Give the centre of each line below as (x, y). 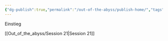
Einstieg (13, 24)
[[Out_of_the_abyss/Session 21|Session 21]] (50, 33)
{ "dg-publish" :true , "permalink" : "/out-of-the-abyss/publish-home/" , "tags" (85, 10)
